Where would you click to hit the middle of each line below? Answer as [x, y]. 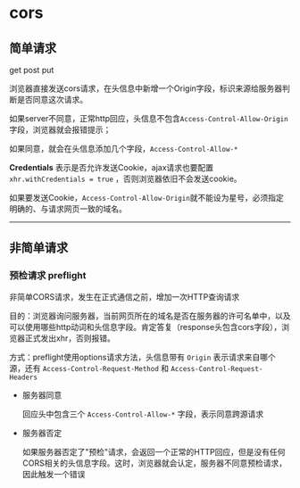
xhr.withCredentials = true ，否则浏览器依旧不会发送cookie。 [126, 178]
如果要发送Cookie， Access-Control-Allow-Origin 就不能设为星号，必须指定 [146, 198]
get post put [32, 70]
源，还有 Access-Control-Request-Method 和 [89, 368]
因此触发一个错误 [54, 474]
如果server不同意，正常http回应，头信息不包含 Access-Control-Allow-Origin [149, 118]
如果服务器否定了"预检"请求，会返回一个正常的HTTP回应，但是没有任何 [154, 451]
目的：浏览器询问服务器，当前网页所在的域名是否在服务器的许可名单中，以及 [150, 316]
